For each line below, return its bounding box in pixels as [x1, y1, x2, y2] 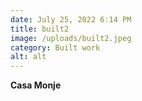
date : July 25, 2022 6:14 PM [10, 14, 132, 25]
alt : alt [10, 52, 47, 62]
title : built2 [10, 24, 70, 34]
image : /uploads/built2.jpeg [10, 33, 132, 43]
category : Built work [10, 42, 101, 53]
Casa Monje [10, 79, 62, 91]
